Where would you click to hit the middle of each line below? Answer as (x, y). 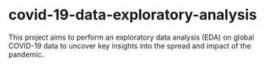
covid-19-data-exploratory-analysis (133, 15)
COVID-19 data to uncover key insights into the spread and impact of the (130, 45)
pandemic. (26, 54)
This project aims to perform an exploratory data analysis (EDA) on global (131, 37)
